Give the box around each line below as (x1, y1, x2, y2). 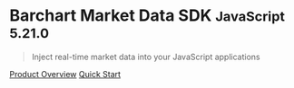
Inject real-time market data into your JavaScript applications (31, 51, 260, 62)
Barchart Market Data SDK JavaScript (9, 5, 286, 26)
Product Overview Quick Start (9, 68, 121, 79)
